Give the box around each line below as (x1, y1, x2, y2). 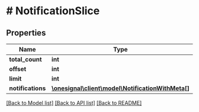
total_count (9, 55, 42, 63)
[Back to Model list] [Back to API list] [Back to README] (6, 100, 142, 106)
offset (9, 65, 27, 73)
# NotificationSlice (6, 4, 100, 18)
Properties (6, 28, 46, 38)
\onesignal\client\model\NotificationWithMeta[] (51, 84, 190, 92)
